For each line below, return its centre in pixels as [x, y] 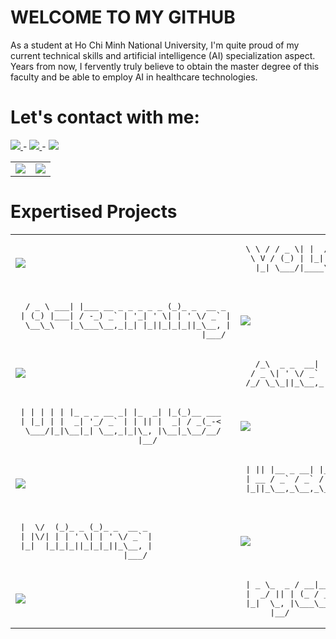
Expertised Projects [94, 212]
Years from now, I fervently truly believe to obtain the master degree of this [165, 66]
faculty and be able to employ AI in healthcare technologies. [134, 77]
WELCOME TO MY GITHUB [123, 17]
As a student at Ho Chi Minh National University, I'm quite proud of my [155, 45]
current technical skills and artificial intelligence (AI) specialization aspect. [163, 55]
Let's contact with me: [105, 117]
